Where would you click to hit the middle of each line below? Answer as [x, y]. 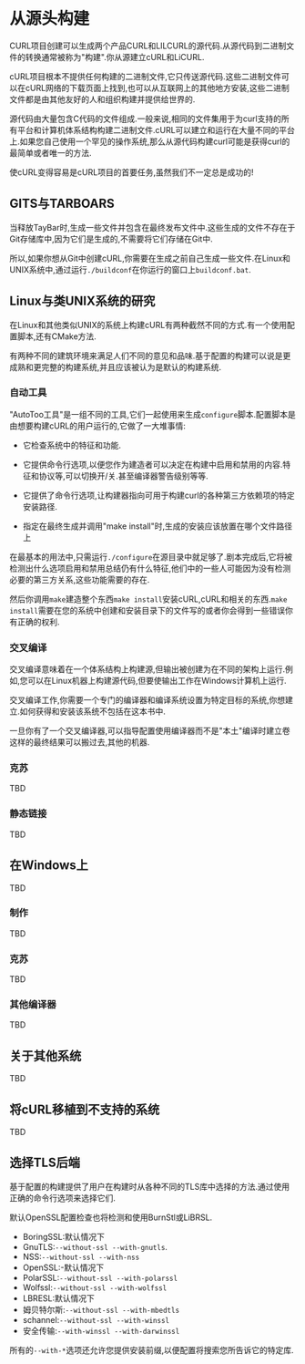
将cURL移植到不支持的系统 [85, 1109]
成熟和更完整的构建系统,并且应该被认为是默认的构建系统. [116, 367]
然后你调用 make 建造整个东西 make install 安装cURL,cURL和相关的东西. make [148, 599]
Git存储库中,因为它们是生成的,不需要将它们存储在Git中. [111, 239]
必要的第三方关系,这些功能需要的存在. [80, 579]
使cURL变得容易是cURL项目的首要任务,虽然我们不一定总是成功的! [132, 172]
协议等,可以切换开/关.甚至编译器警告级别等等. [123, 476]
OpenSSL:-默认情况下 [63, 1267]
